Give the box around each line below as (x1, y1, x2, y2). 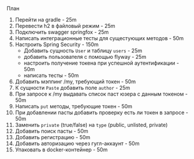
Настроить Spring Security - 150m (15, 41, 99, 48)
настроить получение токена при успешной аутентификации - (23, 59, 179, 66)
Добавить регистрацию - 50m (15, 134, 91, 140)
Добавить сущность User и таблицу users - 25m (23, 47, 142, 54)
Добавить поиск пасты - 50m (15, 128, 89, 135)
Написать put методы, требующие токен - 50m (15, 103, 133, 109)
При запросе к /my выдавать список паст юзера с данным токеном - (15, 90, 188, 97)
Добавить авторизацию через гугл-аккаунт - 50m (15, 140, 140, 147)
